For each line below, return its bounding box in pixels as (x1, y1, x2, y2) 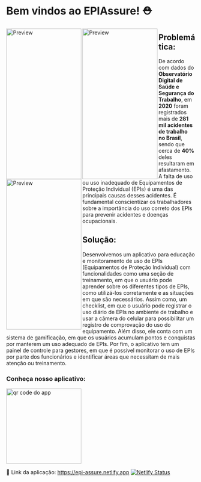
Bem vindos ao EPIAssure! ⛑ (6, 4, 152, 18)
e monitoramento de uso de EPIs (82, 257, 163, 264)
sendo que (158, 141, 185, 147)
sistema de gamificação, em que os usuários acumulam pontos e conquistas (6, 334, 196, 341)
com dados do (158, 64, 194, 71)
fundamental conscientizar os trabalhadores (82, 199, 192, 205)
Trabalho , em (158, 96, 192, 103)
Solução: (82, 235, 117, 245)
